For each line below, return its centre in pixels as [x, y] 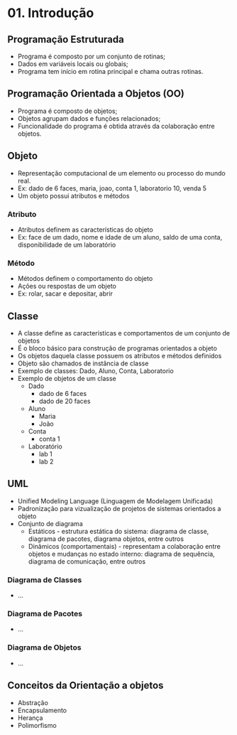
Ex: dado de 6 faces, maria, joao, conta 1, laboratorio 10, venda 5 [112, 188]
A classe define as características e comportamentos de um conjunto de [124, 333]
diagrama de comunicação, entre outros [87, 561]
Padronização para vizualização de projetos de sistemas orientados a [119, 508]
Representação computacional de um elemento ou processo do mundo [121, 173]
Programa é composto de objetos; [67, 111]
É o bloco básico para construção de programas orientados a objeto [117, 348]
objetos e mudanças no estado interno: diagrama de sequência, [121, 554]
